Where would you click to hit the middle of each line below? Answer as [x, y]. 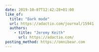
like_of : [14, 14]
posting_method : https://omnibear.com [45, 42]
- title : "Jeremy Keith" [40, 33]
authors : [19, 28]
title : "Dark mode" [30, 19]
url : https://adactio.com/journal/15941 [52, 24]
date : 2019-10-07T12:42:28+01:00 [40, 10]
